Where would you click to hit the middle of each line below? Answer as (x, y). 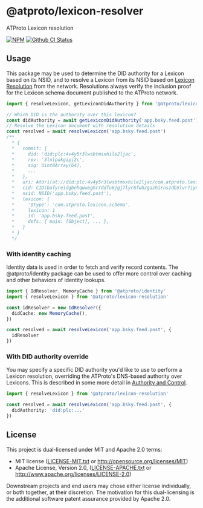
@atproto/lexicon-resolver (75, 11)
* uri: (23, 182)
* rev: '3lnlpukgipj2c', (48, 160)
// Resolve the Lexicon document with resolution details (81, 126)
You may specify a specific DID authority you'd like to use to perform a (94, 370)
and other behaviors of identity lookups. (56, 280)
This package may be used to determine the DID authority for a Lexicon (95, 73)
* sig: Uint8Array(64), (47, 165)
